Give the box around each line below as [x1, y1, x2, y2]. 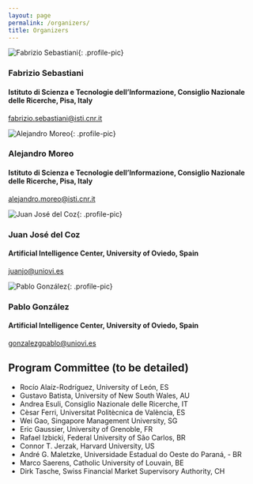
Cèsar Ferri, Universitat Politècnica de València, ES [19, 407, 186, 417]
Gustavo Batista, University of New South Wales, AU [19, 391, 191, 400]
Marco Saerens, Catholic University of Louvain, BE [19, 458, 184, 467]
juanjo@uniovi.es [8, 266, 65, 275]
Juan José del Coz [8, 229, 81, 240]
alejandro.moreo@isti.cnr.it [8, 194, 96, 203]
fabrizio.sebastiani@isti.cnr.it [8, 113, 103, 123]
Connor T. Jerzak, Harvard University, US [19, 441, 156, 451]
